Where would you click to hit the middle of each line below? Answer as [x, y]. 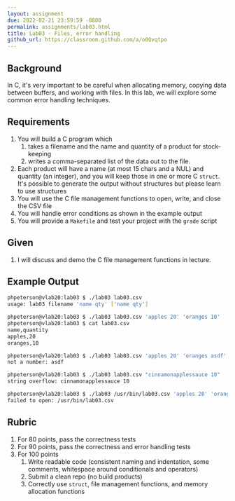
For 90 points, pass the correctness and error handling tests [104, 446]
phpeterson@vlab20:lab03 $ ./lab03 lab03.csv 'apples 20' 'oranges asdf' [117, 356]
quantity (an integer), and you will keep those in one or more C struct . [119, 176]
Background [34, 68]
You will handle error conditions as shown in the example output [110, 213]
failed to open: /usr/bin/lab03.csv [60, 400]
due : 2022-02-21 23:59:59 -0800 [54, 20]
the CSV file [35, 206]
